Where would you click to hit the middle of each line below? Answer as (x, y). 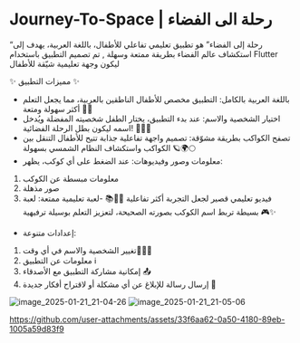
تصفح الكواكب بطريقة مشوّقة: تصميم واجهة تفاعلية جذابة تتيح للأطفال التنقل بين (156, 138)
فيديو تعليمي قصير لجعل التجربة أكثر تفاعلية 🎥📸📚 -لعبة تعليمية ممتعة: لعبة (147, 198)
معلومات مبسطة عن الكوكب (71, 178)
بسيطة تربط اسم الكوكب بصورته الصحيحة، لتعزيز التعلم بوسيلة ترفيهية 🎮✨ (149, 212)
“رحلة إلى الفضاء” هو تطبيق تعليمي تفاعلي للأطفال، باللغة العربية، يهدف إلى (136, 44)
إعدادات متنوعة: (49, 233)
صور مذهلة (41, 188)
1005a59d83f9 (37, 329)
